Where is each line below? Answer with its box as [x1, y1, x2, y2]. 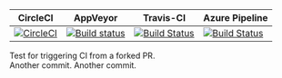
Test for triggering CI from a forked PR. [9, 50, 156, 61]
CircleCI [17, 12, 54, 24]
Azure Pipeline [203, 12, 268, 24]
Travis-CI [142, 12, 186, 24]
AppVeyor [73, 12, 118, 24]
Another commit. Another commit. [9, 60, 136, 71]
